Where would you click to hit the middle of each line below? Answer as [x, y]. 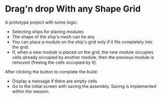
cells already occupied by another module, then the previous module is [83, 57]
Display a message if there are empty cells [55, 81]
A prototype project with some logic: [41, 22]
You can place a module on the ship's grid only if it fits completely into [82, 42]
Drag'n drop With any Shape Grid [73, 9]
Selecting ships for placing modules [48, 31]
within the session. [31, 91]
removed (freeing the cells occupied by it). [55, 62]
